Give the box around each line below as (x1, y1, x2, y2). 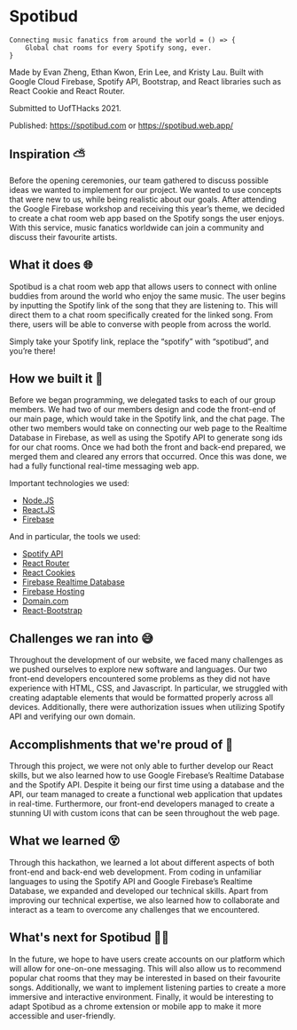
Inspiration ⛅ (9, 147, 86, 162)
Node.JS (21, 495, 55, 506)
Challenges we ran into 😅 (9, 631, 153, 646)
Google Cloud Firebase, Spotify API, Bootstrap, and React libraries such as (9, 76, 282, 86)
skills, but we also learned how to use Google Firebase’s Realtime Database (9, 771, 285, 780)
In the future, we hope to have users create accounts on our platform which (9, 954, 285, 964)
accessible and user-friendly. (9, 1010, 116, 1021)
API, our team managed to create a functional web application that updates (9, 789, 284, 799)
